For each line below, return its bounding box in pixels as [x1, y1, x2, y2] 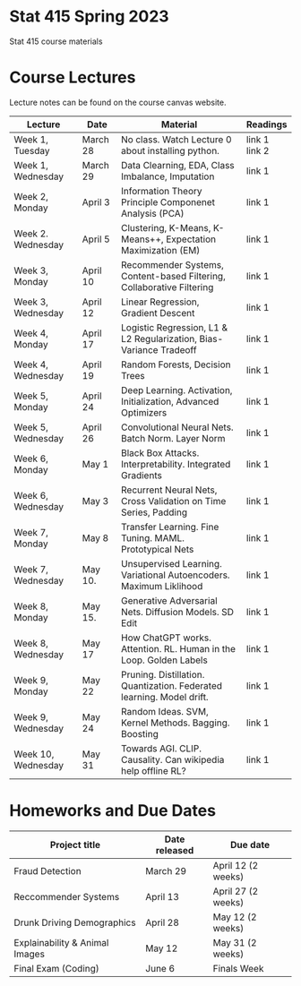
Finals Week [212, 962, 264, 974]
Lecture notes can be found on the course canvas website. [9, 97, 227, 107]
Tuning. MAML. [120, 531, 185, 544]
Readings [245, 118, 288, 131]
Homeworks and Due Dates [9, 801, 217, 821]
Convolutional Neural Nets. [120, 421, 235, 433]
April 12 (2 [212, 859, 259, 871]
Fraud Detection [13, 864, 82, 877]
